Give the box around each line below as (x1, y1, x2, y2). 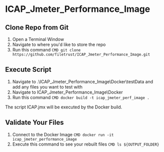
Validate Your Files (5, 118, 64, 127)
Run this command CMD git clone (12, 47, 81, 52)
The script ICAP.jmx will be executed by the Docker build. (5, 104, 122, 110)
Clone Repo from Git (5, 23, 69, 32)
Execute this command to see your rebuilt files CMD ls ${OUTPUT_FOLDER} (12, 141, 160, 147)
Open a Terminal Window (12, 36, 64, 42)
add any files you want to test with (12, 84, 83, 90)
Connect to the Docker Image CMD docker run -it (12, 131, 114, 137)
